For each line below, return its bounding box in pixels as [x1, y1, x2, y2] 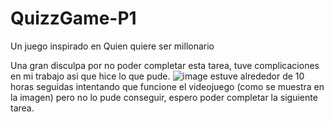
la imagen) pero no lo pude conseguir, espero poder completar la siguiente [10, 91, 318, 103]
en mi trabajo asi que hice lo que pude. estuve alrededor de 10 [10, 70, 305, 82]
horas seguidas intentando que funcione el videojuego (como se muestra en [10, 80, 325, 92]
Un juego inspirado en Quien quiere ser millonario [10, 40, 215, 52]
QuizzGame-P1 [10, 7, 137, 30]
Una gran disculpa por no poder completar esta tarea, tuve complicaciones [10, 59, 320, 71]
